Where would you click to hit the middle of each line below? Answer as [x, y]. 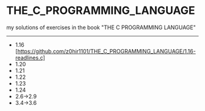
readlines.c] [30, 58]
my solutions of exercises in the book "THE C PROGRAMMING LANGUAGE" [101, 27]
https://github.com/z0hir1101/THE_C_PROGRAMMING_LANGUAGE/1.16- [107, 51]
